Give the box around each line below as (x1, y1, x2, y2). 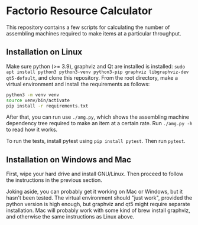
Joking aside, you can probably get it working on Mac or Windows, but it (6, 188, 183, 195)
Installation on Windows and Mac (6, 155, 132, 165)
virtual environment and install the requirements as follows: (6, 80, 150, 87)
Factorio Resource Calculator (6, 4, 152, 18)
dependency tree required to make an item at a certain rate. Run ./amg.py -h (6, 120, 193, 127)
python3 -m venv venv (6, 92, 60, 98)
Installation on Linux (6, 47, 83, 57)
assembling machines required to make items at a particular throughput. (6, 30, 181, 37)
